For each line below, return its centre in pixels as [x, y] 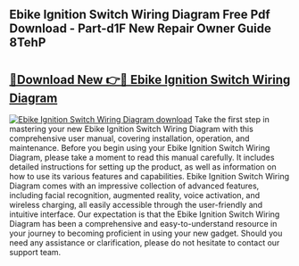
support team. [35, 252]
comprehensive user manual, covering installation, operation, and [129, 138]
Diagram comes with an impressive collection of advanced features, [134, 186]
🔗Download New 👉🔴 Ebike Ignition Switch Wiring [150, 79]
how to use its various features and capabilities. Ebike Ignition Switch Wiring [149, 176]
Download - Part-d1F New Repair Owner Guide [141, 29]
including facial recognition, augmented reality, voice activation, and [135, 195]
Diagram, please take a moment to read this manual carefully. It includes [142, 157]
